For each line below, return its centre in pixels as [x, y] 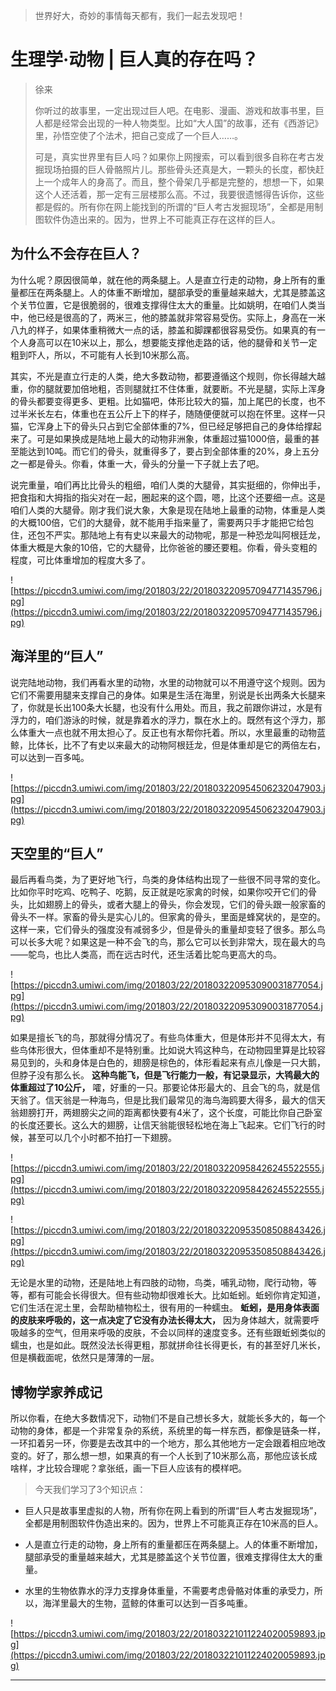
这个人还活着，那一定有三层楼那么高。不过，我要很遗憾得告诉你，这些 [179, 194]
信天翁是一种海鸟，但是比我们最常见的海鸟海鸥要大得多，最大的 [176, 1100]
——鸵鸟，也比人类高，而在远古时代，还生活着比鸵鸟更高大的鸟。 [146, 955]
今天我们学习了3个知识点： [90, 1490]
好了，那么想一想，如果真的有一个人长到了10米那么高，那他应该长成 [177, 1456]
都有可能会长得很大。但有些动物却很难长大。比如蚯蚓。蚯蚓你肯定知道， [176, 1295]
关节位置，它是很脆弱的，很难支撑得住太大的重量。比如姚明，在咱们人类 [167, 305]
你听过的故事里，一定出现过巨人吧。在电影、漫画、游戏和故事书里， [175, 110]
